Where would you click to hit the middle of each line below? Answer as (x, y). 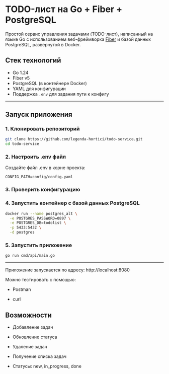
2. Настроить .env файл (36, 157)
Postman (22, 289)
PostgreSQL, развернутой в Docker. (43, 44)
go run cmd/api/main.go (30, 256)
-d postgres (22, 233)
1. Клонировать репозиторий (43, 129)
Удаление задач (30, 347)
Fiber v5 (21, 78)
